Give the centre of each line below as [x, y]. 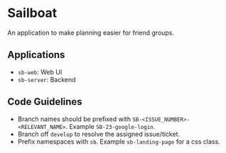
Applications [36, 55]
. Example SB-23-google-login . [111, 126]
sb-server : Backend [47, 79]
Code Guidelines [45, 102]
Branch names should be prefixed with [74, 119]
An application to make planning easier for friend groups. [91, 33]
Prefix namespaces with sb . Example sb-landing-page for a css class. [119, 141]
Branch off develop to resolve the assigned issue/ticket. [98, 134]
